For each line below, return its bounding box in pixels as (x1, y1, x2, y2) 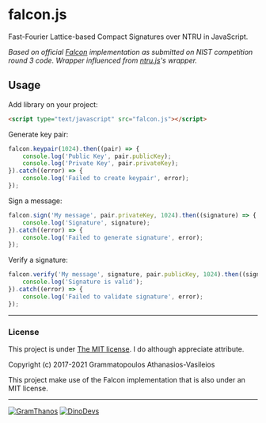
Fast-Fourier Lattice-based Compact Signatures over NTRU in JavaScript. (8, 32, 249, 41)
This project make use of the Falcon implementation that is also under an (8, 375, 245, 384)
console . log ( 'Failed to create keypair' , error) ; (22, 175, 190, 183)
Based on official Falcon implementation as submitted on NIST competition (8, 47, 253, 56)
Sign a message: (8, 196, 63, 206)
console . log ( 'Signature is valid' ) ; (22, 278, 144, 286)
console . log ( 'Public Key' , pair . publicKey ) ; (22, 152, 172, 160)
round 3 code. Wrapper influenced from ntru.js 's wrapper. (8, 56, 198, 65)
